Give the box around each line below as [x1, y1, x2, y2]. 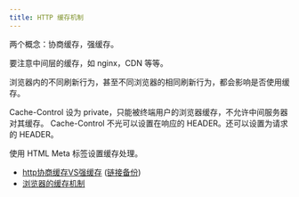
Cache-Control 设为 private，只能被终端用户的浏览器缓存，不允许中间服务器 [9, 106, 288, 117]
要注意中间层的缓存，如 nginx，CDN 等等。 [9, 57, 168, 68]
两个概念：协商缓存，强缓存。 [9, 38, 118, 49]
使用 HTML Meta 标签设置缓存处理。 [9, 148, 143, 159]
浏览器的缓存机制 [21, 177, 85, 188]
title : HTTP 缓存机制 [9, 12, 85, 22]
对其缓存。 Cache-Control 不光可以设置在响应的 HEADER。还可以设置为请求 [9, 118, 289, 128]
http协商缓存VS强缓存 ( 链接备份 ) [21, 167, 141, 177]
